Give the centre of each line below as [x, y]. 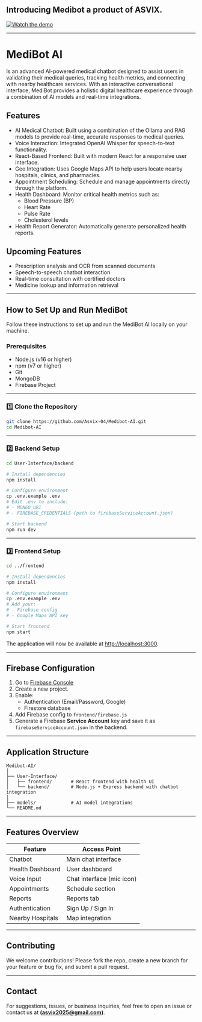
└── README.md [24, 808]
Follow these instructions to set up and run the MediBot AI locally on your [97, 324]
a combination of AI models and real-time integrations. [74, 96]
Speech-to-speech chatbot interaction [63, 272]
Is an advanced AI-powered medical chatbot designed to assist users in [95, 71]
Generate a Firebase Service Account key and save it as [85, 721]
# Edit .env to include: [37, 502]
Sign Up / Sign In [90, 908]
